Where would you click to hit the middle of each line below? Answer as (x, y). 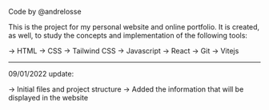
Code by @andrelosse (45, 12)
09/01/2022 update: (41, 74)
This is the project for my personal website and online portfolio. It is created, (134, 27)
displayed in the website (48, 98)
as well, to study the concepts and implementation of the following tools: (128, 35)
